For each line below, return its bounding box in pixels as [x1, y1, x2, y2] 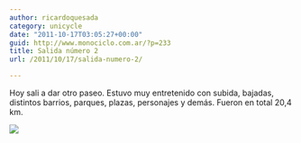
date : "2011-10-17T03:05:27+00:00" [9, 30, 143, 39]
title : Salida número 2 [9, 47, 99, 56]
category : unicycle [9, 22, 83, 31]
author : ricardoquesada [9, 13, 99, 22]
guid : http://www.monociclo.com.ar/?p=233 [9, 38, 171, 48]
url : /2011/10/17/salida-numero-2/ [9, 55, 143, 64]
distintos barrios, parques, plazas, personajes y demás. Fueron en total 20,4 [9, 97, 292, 108]
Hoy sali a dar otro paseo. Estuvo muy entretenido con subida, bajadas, [9, 87, 275, 98]
